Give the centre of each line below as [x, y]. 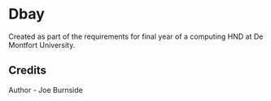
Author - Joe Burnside [46, 90]
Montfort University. [42, 44]
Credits [28, 71]
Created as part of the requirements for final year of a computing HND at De [136, 36]
